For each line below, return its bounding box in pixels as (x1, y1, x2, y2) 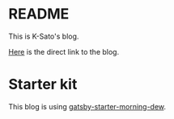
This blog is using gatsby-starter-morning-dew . (8, 101, 167, 111)
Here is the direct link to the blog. (8, 47, 120, 56)
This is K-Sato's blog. (8, 31, 79, 41)
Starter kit (8, 76, 78, 93)
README (8, 5, 70, 23)
